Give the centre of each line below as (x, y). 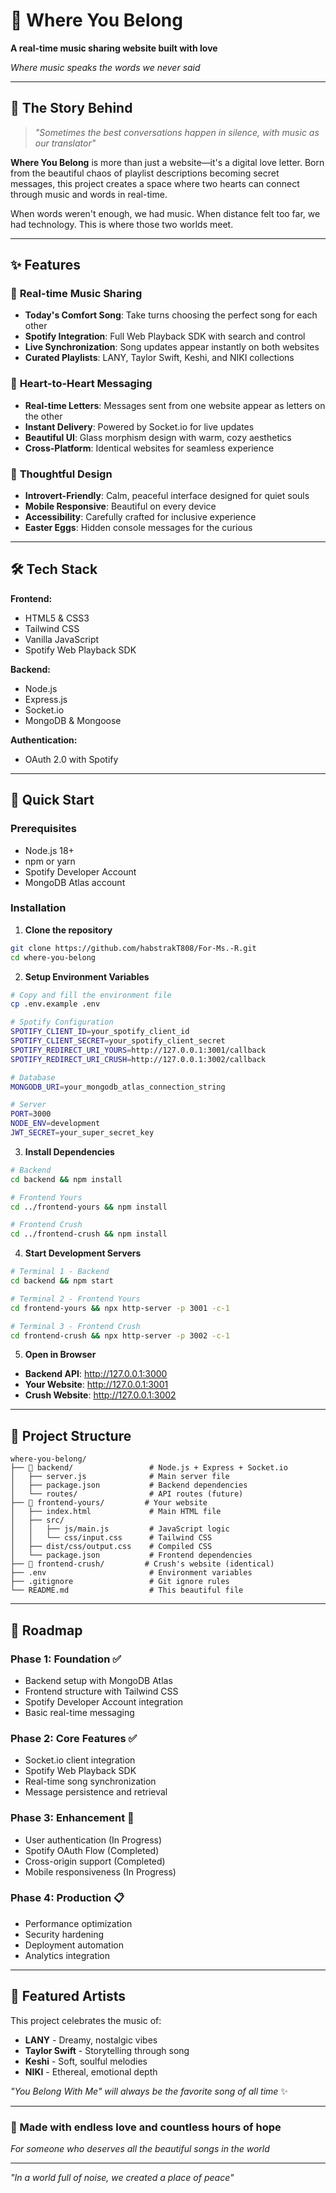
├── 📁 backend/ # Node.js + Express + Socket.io (149, 1468)
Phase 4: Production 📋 (67, 1898)
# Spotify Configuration (62, 1022)
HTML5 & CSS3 (57, 618)
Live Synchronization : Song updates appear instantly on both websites (172, 347)
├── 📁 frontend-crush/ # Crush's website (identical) (142, 1564)
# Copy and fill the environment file (91, 995)
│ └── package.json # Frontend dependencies (131, 1555)
